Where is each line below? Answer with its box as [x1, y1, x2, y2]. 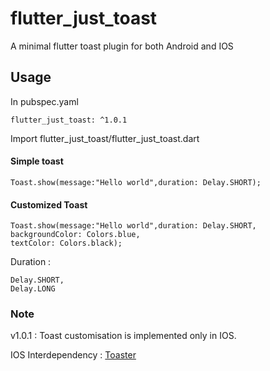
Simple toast [10, 155, 64, 167]
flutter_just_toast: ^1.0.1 [10, 115, 128, 125]
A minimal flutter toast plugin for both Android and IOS [10, 40, 234, 52]
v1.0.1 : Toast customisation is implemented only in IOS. [10, 330, 237, 342]
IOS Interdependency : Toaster [10, 349, 137, 361]
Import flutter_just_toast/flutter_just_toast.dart [10, 132, 200, 144]
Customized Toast [10, 198, 88, 211]
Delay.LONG [10, 284, 56, 294]
